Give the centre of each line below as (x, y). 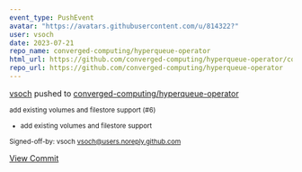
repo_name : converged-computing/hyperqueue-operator (110, 51)
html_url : (28, 59)
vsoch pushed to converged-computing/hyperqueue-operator (124, 93)
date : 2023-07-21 (42, 43)
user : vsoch (31, 34)
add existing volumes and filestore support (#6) (83, 110)
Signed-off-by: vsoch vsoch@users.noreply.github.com (95, 141)
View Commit (34, 158)
